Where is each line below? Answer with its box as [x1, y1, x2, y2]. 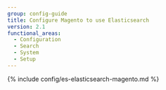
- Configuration [13, 36, 61, 43]
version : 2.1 [7, 23, 46, 30]
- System [13, 50, 39, 57]
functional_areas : [7, 29, 61, 37]
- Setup [13, 56, 37, 63]
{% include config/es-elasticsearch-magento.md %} [7, 75, 160, 83]
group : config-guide [7, 10, 68, 17]
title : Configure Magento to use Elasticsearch [7, 17, 150, 24]
